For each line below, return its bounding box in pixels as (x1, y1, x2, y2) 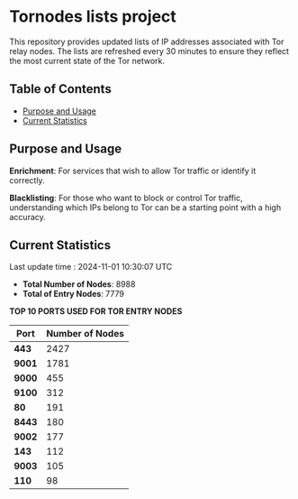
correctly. (9, 174, 45, 186)
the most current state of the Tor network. (9, 55, 165, 66)
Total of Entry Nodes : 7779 (22, 289, 124, 300)
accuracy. (9, 211, 47, 222)
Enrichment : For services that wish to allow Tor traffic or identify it (9, 165, 257, 176)
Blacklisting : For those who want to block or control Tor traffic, (9, 192, 243, 203)
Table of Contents (9, 81, 113, 97)
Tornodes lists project (9, 6, 177, 27)
